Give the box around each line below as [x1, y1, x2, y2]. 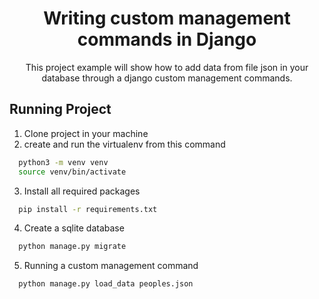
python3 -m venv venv [18, 157, 109, 167]
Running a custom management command [23, 260, 199, 272]
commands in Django [77, 28, 257, 51]
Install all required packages [23, 185, 141, 197]
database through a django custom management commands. [41, 72, 293, 84]
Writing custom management [43, 7, 291, 30]
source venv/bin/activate [18, 167, 127, 177]
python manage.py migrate [18, 242, 127, 252]
